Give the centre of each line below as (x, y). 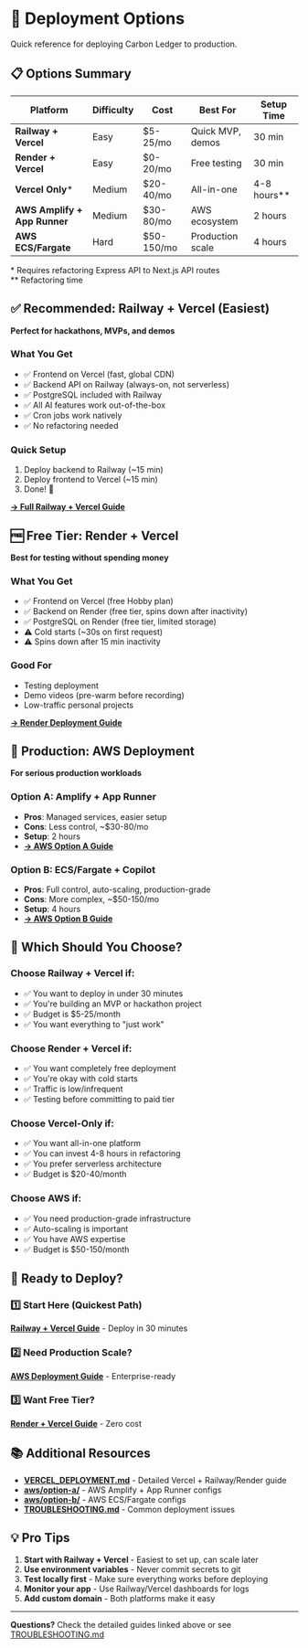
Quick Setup (38, 450)
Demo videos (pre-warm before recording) (104, 695)
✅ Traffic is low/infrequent (73, 1089)
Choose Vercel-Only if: (63, 1123)
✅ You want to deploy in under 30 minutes (103, 993)
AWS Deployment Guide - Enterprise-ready (93, 1376)
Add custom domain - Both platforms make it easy (119, 1599)
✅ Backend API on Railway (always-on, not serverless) (127, 384)
